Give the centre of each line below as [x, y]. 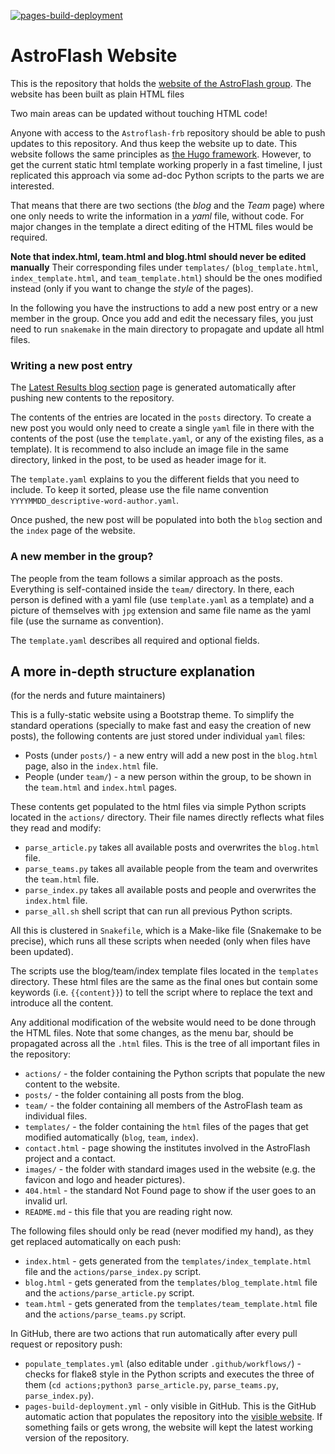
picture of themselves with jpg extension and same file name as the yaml [161, 610]
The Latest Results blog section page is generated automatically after [153, 387]
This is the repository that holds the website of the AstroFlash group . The [161, 83]
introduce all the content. [62, 1003]
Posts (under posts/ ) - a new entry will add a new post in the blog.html [171, 756]
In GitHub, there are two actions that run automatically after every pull [154, 1334]
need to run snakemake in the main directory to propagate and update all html [167, 329]
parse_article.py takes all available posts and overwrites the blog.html [172, 847]
